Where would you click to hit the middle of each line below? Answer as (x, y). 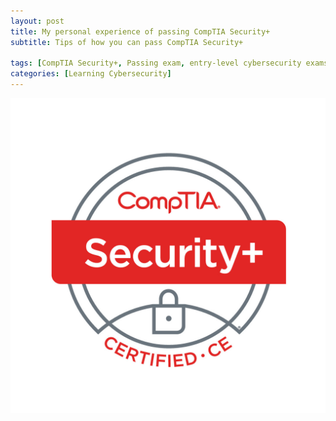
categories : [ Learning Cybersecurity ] (91, 74)
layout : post (37, 21)
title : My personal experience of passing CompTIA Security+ (140, 31)
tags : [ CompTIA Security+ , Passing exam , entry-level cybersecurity (156, 63)
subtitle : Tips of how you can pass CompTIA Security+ (127, 42)
